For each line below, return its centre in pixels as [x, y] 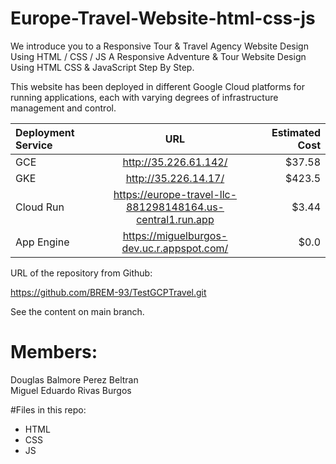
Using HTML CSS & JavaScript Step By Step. [102, 67]
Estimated [296, 132]
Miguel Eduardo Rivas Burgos [71, 390]
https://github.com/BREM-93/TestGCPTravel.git [108, 292]
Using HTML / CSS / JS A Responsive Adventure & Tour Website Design [158, 56]
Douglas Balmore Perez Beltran [74, 379]
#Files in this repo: [48, 409]
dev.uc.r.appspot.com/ [175, 248]
